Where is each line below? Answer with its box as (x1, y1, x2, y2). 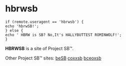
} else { (5, 28, 23, 33)
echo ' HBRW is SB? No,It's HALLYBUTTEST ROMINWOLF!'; (5, 32, 122, 37)
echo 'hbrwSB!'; (5, 23, 39, 29)
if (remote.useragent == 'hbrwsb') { (5, 19, 84, 24)
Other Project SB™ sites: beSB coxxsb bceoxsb (5, 55, 101, 61)
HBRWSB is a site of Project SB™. (5, 45, 74, 51)
